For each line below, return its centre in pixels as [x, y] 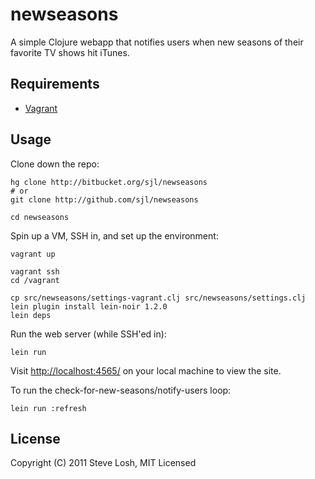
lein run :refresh [48, 408]
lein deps [31, 315]
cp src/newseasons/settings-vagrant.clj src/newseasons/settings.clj [158, 298]
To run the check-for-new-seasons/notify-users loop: [121, 390]
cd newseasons [40, 217]
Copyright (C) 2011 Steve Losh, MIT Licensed [103, 463]
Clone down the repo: [55, 164]
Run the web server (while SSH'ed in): [88, 334]
